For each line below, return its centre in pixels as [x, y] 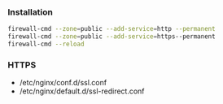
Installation [31, 12]
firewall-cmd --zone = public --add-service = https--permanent [112, 37]
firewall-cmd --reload [46, 44]
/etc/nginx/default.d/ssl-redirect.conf [82, 91]
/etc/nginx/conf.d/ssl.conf [63, 83]
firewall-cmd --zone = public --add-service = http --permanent [112, 29]
